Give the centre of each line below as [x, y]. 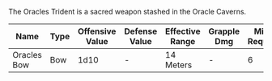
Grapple [224, 31]
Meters [178, 65]
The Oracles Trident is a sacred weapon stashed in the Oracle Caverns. [127, 12]
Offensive [97, 31]
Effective [183, 31]
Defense [141, 31]
